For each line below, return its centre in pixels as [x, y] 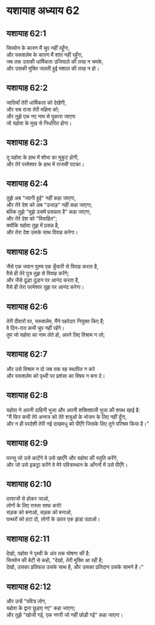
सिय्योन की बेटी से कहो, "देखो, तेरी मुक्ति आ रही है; [55, 561]
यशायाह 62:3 [27, 143]
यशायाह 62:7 [27, 354]
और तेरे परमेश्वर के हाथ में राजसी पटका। [45, 164]
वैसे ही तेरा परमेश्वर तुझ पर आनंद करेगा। [45, 287]
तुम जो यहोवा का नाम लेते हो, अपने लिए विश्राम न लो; [56, 335]
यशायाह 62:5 [27, 252]
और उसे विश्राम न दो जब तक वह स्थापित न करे [51, 369]
